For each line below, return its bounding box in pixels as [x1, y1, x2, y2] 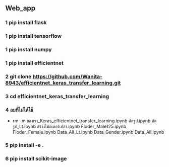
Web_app [5, 4, 36, 13]
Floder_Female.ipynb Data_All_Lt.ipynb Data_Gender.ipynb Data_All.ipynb [12, 129, 164, 135]
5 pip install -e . [5, 142, 44, 149]
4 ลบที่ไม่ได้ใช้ [5, 106, 33, 113]
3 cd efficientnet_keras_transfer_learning [5, 93, 109, 100]
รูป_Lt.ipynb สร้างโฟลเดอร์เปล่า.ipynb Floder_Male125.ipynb [12, 123, 127, 130]
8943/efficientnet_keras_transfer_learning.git [5, 79, 121, 86]
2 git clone [5, 73, 32, 80]
